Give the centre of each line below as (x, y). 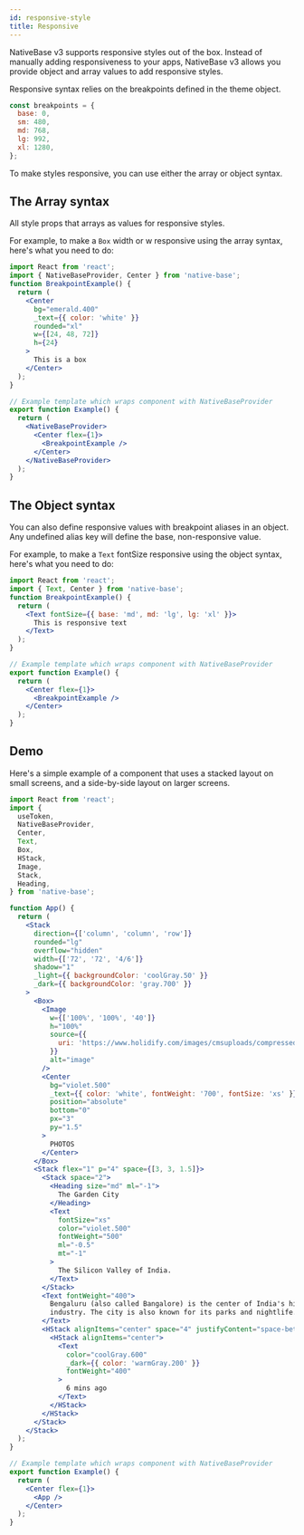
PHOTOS (62, 1144)
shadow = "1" (54, 967)
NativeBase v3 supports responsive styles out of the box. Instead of (136, 52)
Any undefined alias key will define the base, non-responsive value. (135, 537)
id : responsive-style (50, 18)
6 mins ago (86, 1388)
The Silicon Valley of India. (114, 1270)
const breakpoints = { (52, 105)
